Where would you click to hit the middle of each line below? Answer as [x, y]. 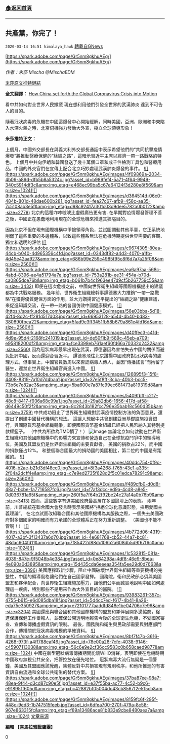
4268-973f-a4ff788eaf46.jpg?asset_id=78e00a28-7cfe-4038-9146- [77, 642]
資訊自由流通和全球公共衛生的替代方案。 [47, 672]
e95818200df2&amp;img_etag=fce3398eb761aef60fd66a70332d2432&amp [85, 344]
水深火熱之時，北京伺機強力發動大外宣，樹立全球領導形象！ [72, 128]
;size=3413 [17, 501]
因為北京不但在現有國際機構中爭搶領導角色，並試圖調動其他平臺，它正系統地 [85, 230]
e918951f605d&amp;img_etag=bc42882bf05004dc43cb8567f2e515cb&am [84, 689]
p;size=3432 [18, 286]
